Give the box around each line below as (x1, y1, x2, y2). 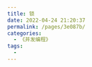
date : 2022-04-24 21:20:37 (7, 17, 86, 24)
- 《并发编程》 (13, 36, 52, 43)
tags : (7, 43, 23, 50)
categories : (7, 29, 42, 37)
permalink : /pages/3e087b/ (7, 23, 86, 30)
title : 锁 (7, 10, 35, 17)
